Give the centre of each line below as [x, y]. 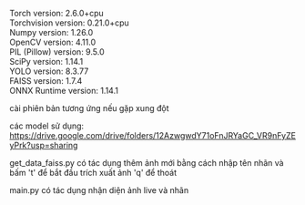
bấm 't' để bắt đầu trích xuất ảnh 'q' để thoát [93, 173]
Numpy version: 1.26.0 [51, 32]
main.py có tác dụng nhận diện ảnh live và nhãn [99, 190]
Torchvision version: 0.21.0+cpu [69, 23]
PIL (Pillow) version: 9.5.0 [57, 52]
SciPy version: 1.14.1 [46, 61]
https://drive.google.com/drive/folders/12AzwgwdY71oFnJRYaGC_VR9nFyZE [152, 135]
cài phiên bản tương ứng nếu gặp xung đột [89, 108]
